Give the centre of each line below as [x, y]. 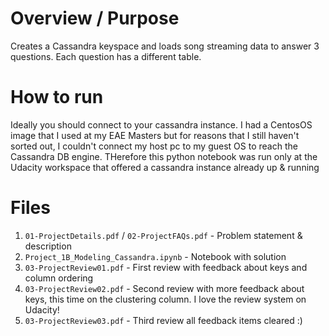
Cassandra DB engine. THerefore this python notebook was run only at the [164, 156]
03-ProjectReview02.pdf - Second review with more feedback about [164, 288]
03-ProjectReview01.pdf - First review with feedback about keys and [166, 267]
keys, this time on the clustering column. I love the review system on [165, 299]
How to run [57, 97]
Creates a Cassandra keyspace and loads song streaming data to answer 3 [165, 46]
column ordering [59, 278]
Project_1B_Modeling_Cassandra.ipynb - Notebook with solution [155, 256]
